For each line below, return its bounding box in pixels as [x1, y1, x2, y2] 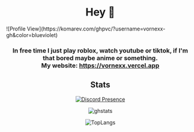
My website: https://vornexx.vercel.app [41, 61, 160, 69]
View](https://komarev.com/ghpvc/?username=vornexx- [26, 25, 166, 32]
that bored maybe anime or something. [42, 54, 158, 62]
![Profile [6, 25, 26, 32]
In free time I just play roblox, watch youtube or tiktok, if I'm [13, 46, 188, 54]
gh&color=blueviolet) [6, 31, 58, 38]
